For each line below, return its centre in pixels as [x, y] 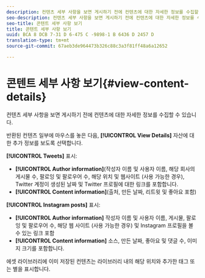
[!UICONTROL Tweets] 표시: [42, 156]
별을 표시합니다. [31, 269]
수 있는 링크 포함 [35, 233]
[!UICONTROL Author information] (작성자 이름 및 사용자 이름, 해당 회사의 [105, 169]
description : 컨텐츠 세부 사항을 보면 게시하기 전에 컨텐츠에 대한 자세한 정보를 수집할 [103, 12]
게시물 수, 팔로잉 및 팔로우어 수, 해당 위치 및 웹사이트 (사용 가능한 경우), [100, 176]
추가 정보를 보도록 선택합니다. [48, 143]
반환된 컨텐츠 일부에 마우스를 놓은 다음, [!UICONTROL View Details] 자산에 [97, 135]
